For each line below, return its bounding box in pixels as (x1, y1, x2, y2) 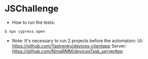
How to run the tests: (11, 19, 55, 25)
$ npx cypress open (4, 29, 45, 34)
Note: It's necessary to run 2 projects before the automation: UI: (11, 38, 144, 44)
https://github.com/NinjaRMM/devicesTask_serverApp (11, 48, 123, 54)
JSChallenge (4, 3, 59, 14)
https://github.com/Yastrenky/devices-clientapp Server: (11, 43, 127, 49)
